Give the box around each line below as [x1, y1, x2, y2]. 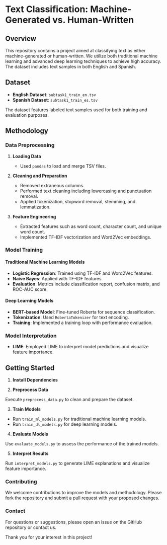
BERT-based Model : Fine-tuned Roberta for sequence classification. [12, 308, 155, 315]
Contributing [5, 478, 37, 485]
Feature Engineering [12, 213, 56, 219]
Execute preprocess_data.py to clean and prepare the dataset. [5, 396, 134, 402]
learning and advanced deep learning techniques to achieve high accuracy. [5, 58, 161, 64]
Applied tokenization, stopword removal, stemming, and [20, 198, 136, 204]
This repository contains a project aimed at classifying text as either [5, 48, 146, 53]
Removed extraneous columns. [20, 182, 85, 188]
